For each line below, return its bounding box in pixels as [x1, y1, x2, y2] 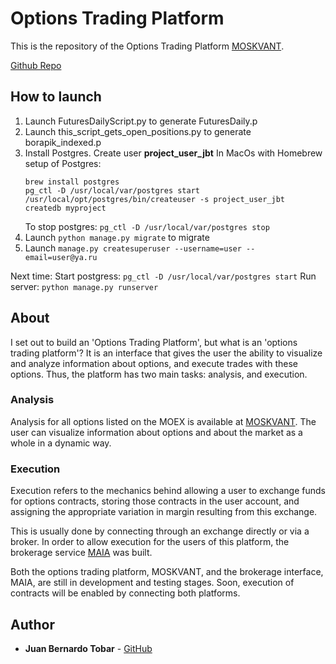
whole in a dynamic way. [10, 437, 112, 449]
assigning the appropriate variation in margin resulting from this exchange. [10, 506, 318, 518]
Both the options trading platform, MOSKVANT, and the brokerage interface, [10, 566, 324, 578]
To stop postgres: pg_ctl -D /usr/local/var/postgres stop [24, 220, 270, 232]
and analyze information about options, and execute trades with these [10, 357, 298, 369]
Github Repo [10, 59, 62, 71]
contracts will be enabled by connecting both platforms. [10, 587, 241, 599]
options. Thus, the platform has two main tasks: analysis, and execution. [10, 368, 308, 380]
